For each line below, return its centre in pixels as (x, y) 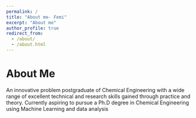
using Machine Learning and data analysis (57, 109)
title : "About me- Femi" (36, 17)
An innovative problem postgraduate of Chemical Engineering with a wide (95, 90)
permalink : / (22, 12)
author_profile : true (33, 28)
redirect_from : (25, 34)
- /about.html (29, 45)
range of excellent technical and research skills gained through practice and (98, 96)
